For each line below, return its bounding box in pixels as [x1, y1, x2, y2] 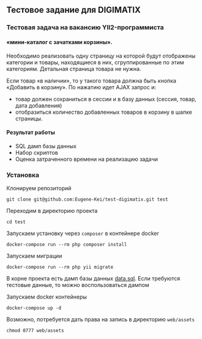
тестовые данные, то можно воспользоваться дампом [6, 281, 149, 289]
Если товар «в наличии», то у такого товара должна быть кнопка [6, 76, 176, 84]
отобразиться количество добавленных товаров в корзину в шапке [15, 108, 193, 116]
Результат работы [6, 129, 55, 136]
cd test [6, 219, 26, 225]
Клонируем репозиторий [6, 185, 72, 192]
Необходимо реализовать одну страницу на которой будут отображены [6, 52, 196, 59]
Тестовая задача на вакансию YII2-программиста [6, 23, 164, 32]
